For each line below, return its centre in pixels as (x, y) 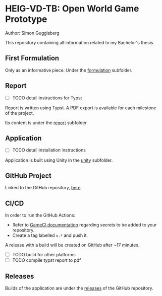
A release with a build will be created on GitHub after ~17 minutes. (72, 245)
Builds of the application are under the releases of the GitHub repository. (79, 288)
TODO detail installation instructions (49, 150)
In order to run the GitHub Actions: (40, 215)
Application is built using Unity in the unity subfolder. (59, 160)
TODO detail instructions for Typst (47, 98)
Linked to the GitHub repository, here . (44, 188)
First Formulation (32, 58)
